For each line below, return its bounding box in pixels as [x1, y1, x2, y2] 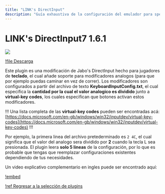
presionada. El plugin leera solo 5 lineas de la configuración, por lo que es [5, 144, 156, 150]
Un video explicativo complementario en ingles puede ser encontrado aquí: [5, 164, 157, 170]
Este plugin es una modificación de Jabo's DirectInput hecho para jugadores [5, 68, 160, 74]
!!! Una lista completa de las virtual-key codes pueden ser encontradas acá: [5, 109, 160, 114]
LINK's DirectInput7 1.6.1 [5, 33, 107, 44]
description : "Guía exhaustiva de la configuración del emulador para [5, 12, 153, 17]
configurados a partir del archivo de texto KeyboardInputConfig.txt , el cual [5, 83, 159, 89]
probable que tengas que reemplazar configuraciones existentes [5, 149, 136, 155]
